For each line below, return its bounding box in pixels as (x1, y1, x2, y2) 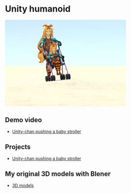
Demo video (5, 115, 42, 124)
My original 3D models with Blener (5, 170, 111, 178)
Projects (5, 143, 31, 151)
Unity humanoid (5, 3, 71, 15)
